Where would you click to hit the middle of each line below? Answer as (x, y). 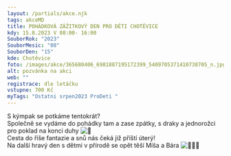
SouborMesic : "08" (33, 45)
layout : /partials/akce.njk (47, 13)
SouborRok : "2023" (33, 39)
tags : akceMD (26, 20)
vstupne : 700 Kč (30, 90)
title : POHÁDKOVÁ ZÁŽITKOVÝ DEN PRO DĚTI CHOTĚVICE (82, 26)
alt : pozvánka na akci (40, 71)
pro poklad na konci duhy (43, 131)
